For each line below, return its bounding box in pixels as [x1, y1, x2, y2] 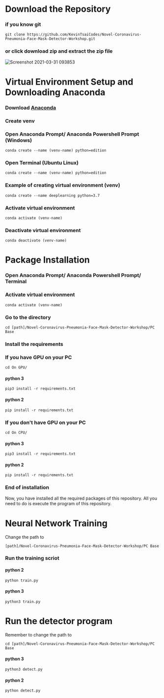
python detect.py [5, 688, 41, 693]
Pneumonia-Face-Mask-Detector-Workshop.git [5, 36, 96, 41]
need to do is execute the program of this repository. [5, 500, 112, 506]
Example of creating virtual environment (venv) [5, 182, 120, 189]
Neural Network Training [5, 517, 108, 529]
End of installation [5, 484, 50, 491]
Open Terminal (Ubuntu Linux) [5, 159, 79, 166]
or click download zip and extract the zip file [5, 48, 113, 55]
